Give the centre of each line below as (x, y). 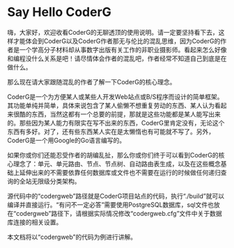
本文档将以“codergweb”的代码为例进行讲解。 (72, 237)
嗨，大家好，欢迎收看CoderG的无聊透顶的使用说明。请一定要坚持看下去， (113, 32)
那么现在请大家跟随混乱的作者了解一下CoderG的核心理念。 (92, 82)
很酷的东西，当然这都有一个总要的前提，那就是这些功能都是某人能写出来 (117, 114)
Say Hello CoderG (59, 12)
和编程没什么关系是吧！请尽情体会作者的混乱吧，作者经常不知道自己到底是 (114, 58)
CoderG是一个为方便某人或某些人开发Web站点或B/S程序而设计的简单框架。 (116, 96)
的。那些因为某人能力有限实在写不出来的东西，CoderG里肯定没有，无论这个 (116, 123)
